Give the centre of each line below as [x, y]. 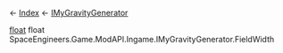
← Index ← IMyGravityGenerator [69, 13]
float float [27, 30]
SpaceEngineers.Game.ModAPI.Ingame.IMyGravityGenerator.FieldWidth [142, 39]
